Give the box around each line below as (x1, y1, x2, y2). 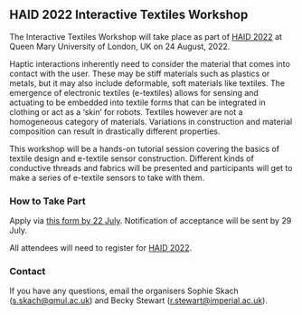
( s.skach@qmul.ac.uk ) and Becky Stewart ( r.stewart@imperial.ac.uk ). (9, 295, 269, 306)
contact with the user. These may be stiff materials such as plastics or (9, 68, 270, 79)
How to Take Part (9, 195, 86, 207)
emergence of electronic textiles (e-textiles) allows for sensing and (9, 87, 260, 98)
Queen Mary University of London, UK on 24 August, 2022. (9, 41, 231, 52)
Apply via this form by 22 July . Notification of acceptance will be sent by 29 (9, 215, 292, 226)
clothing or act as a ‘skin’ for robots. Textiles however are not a (9, 106, 243, 117)
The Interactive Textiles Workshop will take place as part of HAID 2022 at (9, 31, 283, 42)
